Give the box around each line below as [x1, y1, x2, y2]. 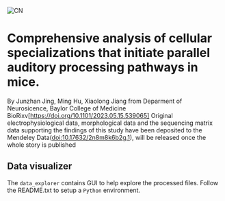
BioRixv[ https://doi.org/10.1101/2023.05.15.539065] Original [7, 111, 173, 119]
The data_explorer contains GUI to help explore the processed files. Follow [7, 178, 219, 187]
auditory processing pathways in [7, 60, 198, 75]
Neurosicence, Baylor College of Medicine [7, 104, 127, 113]
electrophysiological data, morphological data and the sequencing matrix [7, 119, 213, 127]
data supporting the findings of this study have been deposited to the [7, 126, 203, 134]
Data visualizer [7, 161, 72, 172]
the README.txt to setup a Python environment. [7, 186, 141, 194]
